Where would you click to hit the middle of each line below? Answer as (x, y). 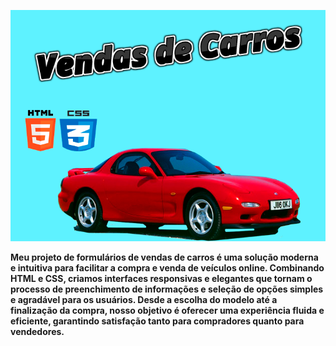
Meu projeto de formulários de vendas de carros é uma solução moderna (164, 257)
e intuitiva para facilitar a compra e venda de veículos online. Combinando (167, 267)
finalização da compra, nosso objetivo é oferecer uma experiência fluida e (167, 310)
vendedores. (37, 331)
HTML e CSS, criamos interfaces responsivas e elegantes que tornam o (161, 278)
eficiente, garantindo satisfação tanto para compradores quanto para (157, 321)
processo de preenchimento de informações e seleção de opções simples (167, 289)
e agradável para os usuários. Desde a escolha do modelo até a (144, 299)
